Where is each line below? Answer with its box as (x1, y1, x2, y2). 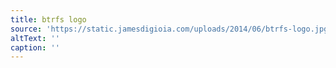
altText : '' (10, 33, 60, 43)
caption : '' (10, 42, 60, 53)
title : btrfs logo (10, 14, 87, 25)
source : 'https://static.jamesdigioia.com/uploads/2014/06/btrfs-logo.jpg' (10, 24, 333, 34)
